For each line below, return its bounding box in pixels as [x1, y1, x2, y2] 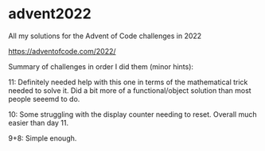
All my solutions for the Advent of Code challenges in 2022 [8, 31, 202, 41]
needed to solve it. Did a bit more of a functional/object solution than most [8, 85, 252, 95]
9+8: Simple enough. [8, 133, 77, 143]
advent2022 [8, 5, 92, 23]
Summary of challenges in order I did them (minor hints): [8, 61, 193, 72]
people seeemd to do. [8, 94, 80, 103]
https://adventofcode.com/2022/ [8, 46, 117, 56]
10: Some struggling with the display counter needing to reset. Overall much [8, 109, 257, 119]
